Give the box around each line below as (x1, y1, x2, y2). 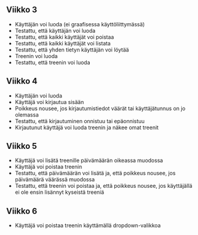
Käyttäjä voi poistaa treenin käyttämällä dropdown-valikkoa (14, 222, 161, 229)
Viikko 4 (6, 76, 38, 86)
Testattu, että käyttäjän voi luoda (14, 27, 96, 34)
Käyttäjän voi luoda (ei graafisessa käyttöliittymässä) (14, 20, 145, 28)
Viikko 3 (6, 5, 38, 15)
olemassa (14, 111, 39, 118)
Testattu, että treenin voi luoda (14, 59, 91, 66)
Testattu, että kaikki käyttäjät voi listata (14, 39, 111, 47)
